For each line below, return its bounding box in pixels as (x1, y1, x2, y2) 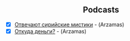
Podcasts (83, 5, 119, 15)
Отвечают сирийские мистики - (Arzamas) (14, 20, 125, 28)
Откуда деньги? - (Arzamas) (14, 27, 87, 35)
